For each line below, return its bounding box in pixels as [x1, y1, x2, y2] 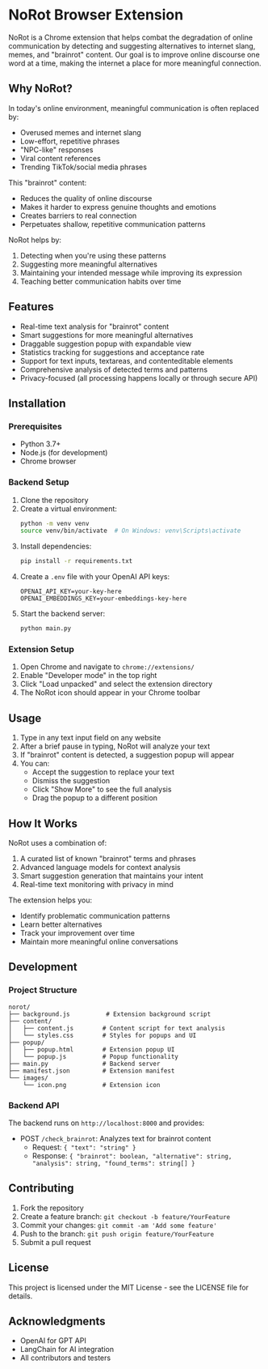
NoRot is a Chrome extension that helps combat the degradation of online [8, 32, 253, 42]
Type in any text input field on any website [19, 733, 161, 743]
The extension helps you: [8, 895, 93, 905]
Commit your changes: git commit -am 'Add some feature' [19, 1220, 218, 1230]
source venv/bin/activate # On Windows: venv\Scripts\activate [19, 527, 241, 535]
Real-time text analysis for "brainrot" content [19, 322, 170, 331]
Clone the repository [19, 495, 89, 505]
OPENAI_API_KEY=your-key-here [19, 587, 123, 596]
